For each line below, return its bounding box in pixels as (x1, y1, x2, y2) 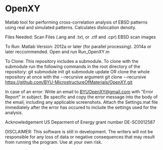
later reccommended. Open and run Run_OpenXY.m (5, 49, 110, 55)
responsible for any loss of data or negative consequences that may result (5, 134, 155, 140)
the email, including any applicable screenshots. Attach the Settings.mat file (5, 99, 158, 105)
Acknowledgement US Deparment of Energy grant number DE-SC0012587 (5, 119, 156, 125)
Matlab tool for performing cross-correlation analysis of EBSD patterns (5, 19, 148, 25)
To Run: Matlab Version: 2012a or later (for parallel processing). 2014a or (5, 43, 152, 49)
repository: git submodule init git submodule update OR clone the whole (5, 68, 150, 74)
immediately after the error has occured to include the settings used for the (5, 104, 157, 110)
